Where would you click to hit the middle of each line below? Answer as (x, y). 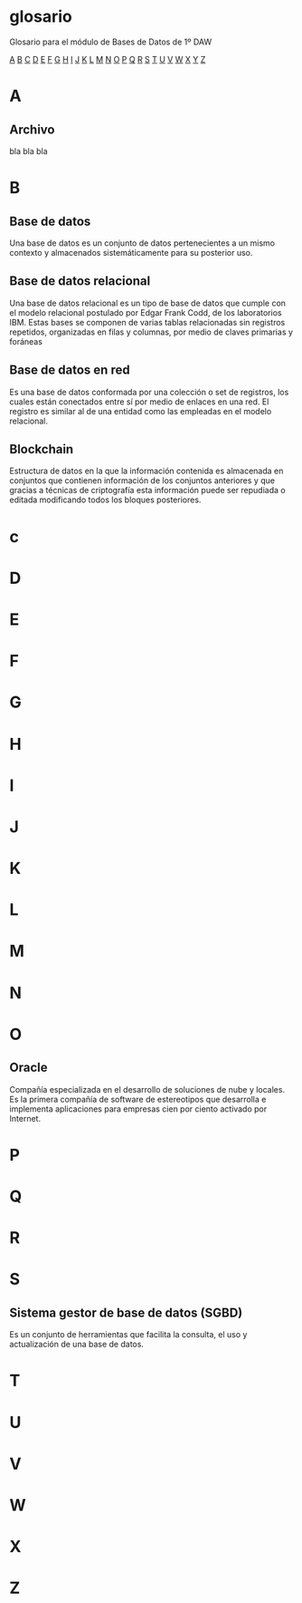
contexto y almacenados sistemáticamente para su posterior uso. (131, 252)
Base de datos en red (70, 370)
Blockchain (42, 449)
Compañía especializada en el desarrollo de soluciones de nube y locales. (147, 1089)
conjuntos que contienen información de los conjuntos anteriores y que (142, 481)
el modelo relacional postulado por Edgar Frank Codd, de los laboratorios (146, 312)
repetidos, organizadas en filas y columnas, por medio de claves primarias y (151, 332)
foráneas (26, 341)
